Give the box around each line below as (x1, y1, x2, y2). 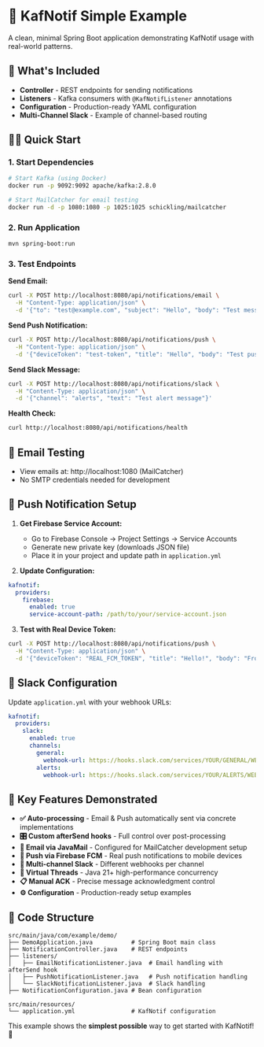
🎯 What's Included (8, 65, 101, 78)
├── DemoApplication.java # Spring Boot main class (8, 938, 216, 947)
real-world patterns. (8, 41, 73, 50)
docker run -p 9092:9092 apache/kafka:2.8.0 (8, 182, 156, 190)
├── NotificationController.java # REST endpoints (8, 945, 189, 953)
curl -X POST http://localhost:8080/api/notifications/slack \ (8, 379, 220, 388)
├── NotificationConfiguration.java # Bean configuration (8, 987, 202, 995)
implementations (19, 823, 74, 832)
